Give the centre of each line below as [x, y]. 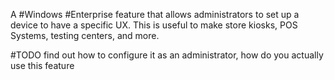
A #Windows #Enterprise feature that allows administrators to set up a [155, 14]
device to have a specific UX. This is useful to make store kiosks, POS [154, 25]
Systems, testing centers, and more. [85, 35]
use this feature [42, 65]
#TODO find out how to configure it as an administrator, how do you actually [167, 55]
